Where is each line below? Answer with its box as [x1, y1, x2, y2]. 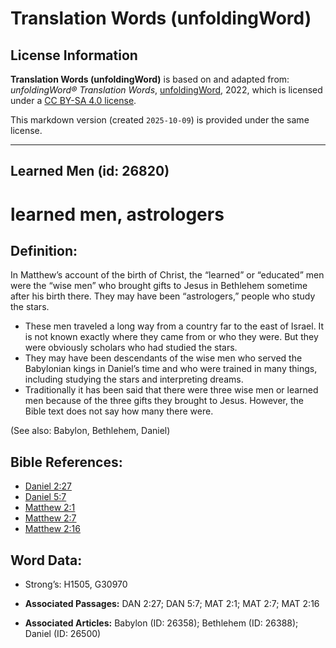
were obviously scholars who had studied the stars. [24, 342, 238, 354]
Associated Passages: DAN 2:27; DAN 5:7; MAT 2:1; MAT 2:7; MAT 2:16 [24, 598, 320, 610]
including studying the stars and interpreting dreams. [24, 373, 244, 386]
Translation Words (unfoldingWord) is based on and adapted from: [10, 73, 290, 85]
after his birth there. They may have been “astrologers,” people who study [10, 290, 316, 302]
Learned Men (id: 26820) [10, 163, 170, 180]
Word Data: [10, 552, 83, 569]
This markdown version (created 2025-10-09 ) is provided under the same [10, 114, 310, 126]
